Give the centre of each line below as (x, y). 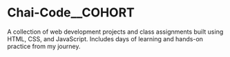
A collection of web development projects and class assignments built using (115, 32)
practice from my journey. (44, 46)
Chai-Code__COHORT (71, 13)
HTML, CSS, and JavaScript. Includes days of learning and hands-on (105, 38)
